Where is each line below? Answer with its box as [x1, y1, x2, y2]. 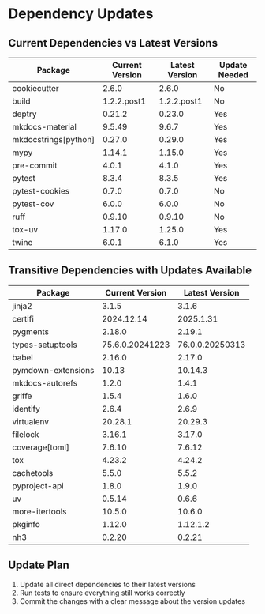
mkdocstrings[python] [12, 134, 95, 145]
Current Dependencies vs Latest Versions [8, 36, 218, 50]
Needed [218, 70, 248, 80]
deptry [12, 108, 37, 119]
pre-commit [12, 160, 58, 171]
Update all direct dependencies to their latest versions [19, 579, 196, 589]
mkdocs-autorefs [12, 377, 77, 388]
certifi [12, 313, 34, 324]
